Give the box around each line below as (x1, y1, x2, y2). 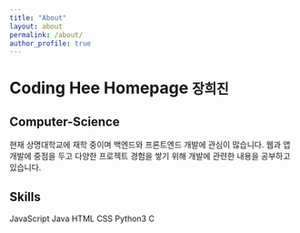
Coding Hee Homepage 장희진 (9, 78, 229, 98)
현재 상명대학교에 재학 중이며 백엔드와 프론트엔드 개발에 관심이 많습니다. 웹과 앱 (9, 139, 291, 150)
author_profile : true (9, 38, 92, 48)
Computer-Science (9, 114, 120, 129)
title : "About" (9, 13, 67, 23)
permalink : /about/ (9, 30, 84, 39)
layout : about (9, 22, 64, 31)
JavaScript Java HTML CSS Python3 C (9, 213, 155, 224)
